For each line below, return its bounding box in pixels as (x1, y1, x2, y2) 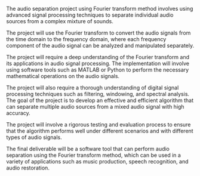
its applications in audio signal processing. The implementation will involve (6, 60, 190, 67)
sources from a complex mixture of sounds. (6, 18, 113, 24)
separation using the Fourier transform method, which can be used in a (6, 152, 181, 159)
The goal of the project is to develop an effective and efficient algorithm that (6, 97, 194, 104)
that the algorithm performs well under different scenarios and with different (6, 128, 193, 134)
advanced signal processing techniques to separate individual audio (6, 11, 174, 18)
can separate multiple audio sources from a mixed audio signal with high (6, 103, 184, 110)
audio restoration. (6, 164, 50, 171)
